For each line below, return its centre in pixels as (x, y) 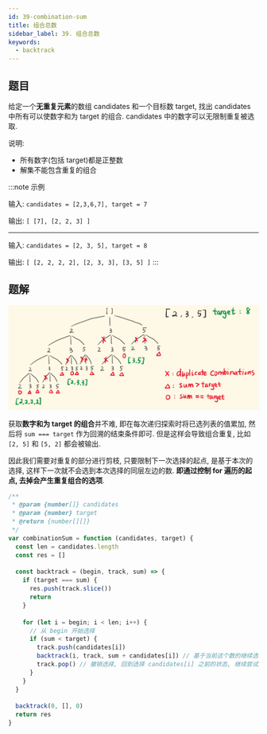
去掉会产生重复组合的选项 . (62, 480)
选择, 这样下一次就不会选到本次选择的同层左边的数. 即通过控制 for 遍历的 (127, 470)
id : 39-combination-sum (48, 17)
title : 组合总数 (33, 25)
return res (33, 715)
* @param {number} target (54, 513)
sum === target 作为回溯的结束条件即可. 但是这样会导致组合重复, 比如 (137, 433)
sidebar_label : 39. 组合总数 (54, 33)
